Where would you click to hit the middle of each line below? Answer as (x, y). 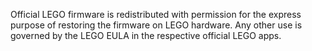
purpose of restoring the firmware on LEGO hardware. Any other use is (156, 25)
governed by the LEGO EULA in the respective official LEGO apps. (146, 35)
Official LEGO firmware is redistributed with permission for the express (156, 14)
